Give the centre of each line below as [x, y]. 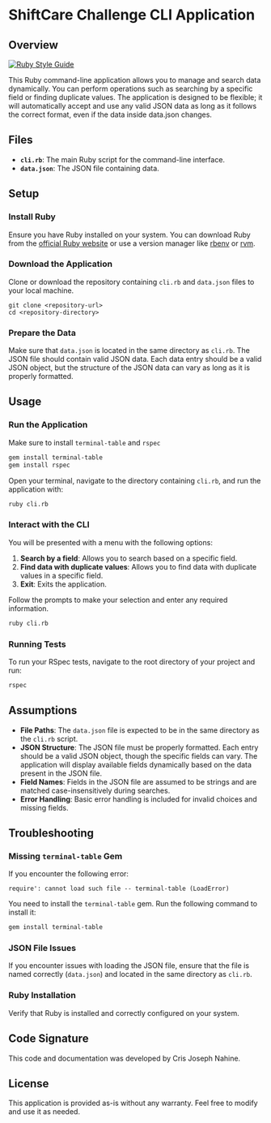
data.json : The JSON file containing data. [89, 168]
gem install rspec [39, 465]
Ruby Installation [42, 996]
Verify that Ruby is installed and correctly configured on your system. [124, 1013]
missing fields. [44, 807]
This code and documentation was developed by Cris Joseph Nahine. [125, 1058]
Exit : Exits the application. [63, 584]
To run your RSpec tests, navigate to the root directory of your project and [132, 661]
